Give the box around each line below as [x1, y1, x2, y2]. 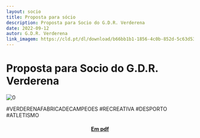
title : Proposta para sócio [6, 14, 76, 20]
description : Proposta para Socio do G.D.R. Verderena [6, 20, 145, 25]
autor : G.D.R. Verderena [6, 31, 68, 37]
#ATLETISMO [6, 111, 39, 118]
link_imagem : [6, 36, 39, 42]
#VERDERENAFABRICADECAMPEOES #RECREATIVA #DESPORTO [6, 105, 168, 113]
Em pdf [91, 125, 109, 132]
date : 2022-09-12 [6, 25, 49, 31]
